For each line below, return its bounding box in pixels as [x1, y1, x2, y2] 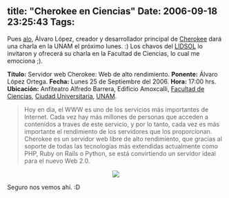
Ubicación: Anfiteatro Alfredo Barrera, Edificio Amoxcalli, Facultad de [7, 84, 205, 92]
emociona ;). [7, 57, 43, 65]
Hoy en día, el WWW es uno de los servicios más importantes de [23, 105, 209, 113]
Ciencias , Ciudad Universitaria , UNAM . [7, 92, 117, 100]
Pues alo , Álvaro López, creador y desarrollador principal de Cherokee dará [7, 34, 222, 43]
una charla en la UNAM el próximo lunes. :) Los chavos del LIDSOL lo [7, 41, 203, 50]
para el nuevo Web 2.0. [23, 157, 90, 165]
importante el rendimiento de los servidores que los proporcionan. [23, 127, 212, 135]
